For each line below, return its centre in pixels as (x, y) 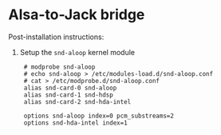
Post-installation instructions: (56, 37)
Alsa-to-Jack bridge (77, 15)
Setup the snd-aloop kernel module (77, 52)
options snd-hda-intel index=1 (75, 123)
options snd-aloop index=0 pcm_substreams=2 (99, 116)
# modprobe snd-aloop (59, 67)
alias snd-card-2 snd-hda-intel (77, 101)
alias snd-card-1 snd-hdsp (68, 95)
